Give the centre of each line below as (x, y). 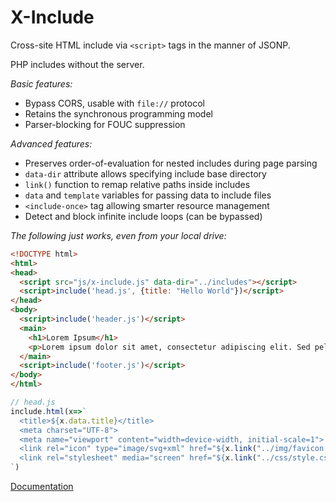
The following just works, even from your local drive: (118, 235)
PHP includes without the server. (77, 64)
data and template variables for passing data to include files (148, 195)
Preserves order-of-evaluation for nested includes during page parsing (171, 163)
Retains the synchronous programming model (118, 113)
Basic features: (41, 83)
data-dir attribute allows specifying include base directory (145, 173)
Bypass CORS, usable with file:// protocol (114, 103)
